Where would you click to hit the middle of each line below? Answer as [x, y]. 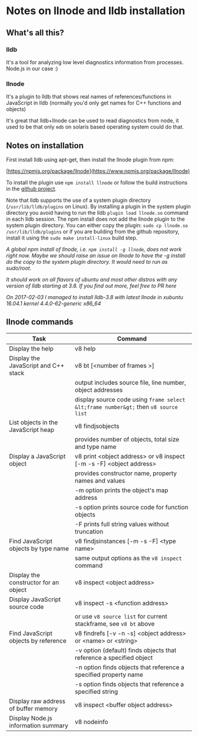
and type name [95, 447]
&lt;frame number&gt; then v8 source [126, 407]
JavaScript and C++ [37, 365]
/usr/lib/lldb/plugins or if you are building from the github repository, [93, 231]
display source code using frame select [130, 399]
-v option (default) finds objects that [126, 650]
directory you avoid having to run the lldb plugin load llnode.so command [97, 212]
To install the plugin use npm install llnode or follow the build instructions [97, 182]
